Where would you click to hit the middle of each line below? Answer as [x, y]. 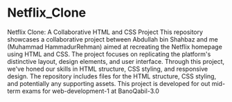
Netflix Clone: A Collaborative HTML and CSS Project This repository [105, 32]
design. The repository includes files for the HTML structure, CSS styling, [112, 76]
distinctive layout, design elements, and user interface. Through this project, [116, 61]
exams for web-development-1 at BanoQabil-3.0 [90, 91]
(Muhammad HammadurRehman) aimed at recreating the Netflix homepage [115, 46]
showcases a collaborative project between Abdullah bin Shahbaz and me [113, 39]
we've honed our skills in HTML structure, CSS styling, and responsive [108, 69]
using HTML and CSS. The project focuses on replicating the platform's [109, 54]
